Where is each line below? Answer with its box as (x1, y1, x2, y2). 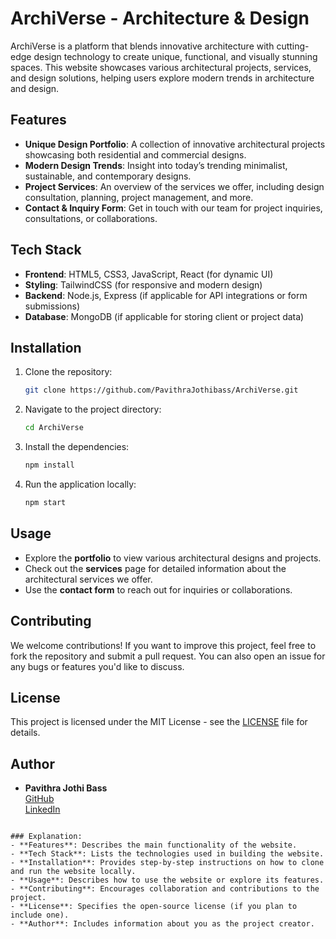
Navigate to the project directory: (24, 403, 162, 416)
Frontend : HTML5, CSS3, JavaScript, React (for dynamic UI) (24, 268, 274, 280)
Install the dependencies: (24, 441, 130, 453)
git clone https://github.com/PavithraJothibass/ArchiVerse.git (24, 385, 299, 396)
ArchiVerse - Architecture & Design (10, 7, 310, 30)
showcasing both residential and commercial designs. (24, 148, 247, 161)
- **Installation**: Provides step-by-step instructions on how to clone (10, 858, 325, 868)
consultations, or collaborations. (24, 212, 158, 224)
